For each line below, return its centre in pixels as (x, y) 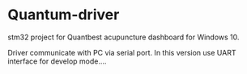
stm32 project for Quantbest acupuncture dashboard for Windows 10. (123, 37)
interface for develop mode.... (57, 61)
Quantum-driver (64, 15)
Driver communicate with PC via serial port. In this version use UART (122, 52)
